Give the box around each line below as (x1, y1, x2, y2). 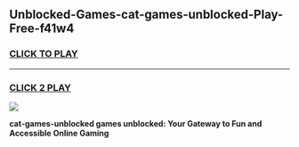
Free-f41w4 (9, 21, 75, 37)
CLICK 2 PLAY (9, 81, 71, 94)
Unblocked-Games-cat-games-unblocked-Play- (9, 7, 284, 22)
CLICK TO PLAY (9, 48, 78, 61)
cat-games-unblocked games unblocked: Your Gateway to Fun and (9, 118, 263, 128)
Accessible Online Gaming (9, 127, 109, 138)
